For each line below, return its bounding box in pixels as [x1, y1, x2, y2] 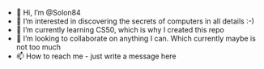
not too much [15, 42, 61, 52]
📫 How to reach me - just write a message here [15, 51, 177, 61]
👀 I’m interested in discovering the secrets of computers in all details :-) [15, 16, 255, 26]
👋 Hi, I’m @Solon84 [15, 8, 81, 17]
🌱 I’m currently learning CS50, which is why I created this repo [15, 25, 224, 34]
